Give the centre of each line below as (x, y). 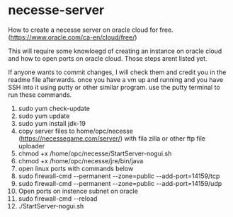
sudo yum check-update (54, 108)
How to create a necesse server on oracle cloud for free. (91, 30)
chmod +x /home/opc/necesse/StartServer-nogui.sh (95, 153)
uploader (32, 146)
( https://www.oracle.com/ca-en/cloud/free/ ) (73, 37)
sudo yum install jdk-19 (52, 123)
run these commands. (40, 95)
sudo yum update (44, 116)
